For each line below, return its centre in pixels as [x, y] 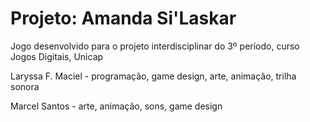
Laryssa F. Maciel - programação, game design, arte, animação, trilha [153, 76]
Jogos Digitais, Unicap [57, 56]
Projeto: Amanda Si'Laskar [123, 18]
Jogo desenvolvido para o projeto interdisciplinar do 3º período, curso [155, 46]
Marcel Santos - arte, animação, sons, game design [116, 106]
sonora [25, 86]
